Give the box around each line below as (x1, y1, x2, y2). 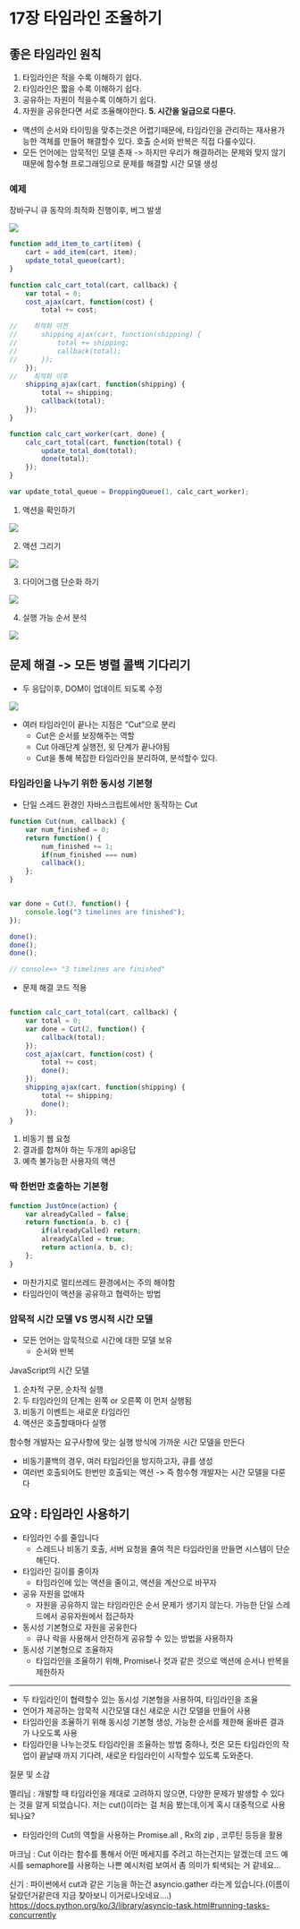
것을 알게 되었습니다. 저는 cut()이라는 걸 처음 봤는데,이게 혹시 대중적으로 (18, 1799, 270, 1810)
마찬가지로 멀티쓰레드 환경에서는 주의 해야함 (21, 1277, 176, 1288)
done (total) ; (41, 454, 90, 464)
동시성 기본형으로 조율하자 (21, 1644, 114, 1655)
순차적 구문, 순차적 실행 (21, 1385, 104, 1394)
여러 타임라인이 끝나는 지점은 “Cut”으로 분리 (21, 718, 176, 730)
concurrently (9, 1909, 56, 1920)
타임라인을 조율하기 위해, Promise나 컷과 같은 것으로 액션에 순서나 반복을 (35, 1655, 290, 1666)
